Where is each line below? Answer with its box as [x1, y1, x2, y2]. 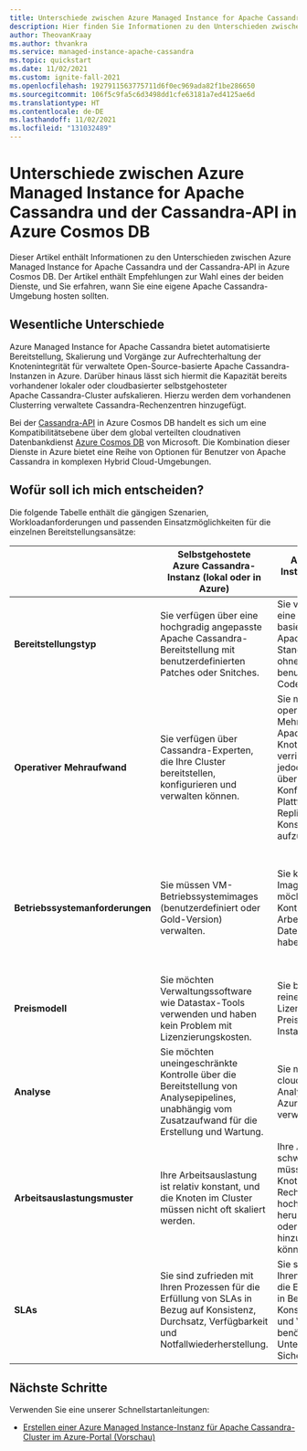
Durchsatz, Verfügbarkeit [159, 1315, 269, 1328]
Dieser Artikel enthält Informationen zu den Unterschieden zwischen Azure [9, 251, 291, 262]
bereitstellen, [159, 767, 217, 779]
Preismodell [14, 1001, 68, 1014]
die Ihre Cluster [159, 755, 227, 768]
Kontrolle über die [159, 1068, 237, 1081]
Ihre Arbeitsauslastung [159, 1169, 258, 1181]
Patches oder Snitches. [159, 666, 260, 679]
